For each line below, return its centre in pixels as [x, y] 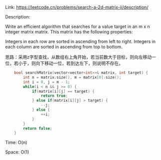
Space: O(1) [17, 152]
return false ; [38, 128]
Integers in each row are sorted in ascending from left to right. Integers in [80, 41]
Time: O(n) [16, 143]
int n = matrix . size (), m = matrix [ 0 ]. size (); [72, 77]
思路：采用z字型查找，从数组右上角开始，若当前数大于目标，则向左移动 [79, 57]
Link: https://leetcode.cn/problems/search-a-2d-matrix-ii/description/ [77, 7]
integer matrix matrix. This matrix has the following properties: [69, 32]
